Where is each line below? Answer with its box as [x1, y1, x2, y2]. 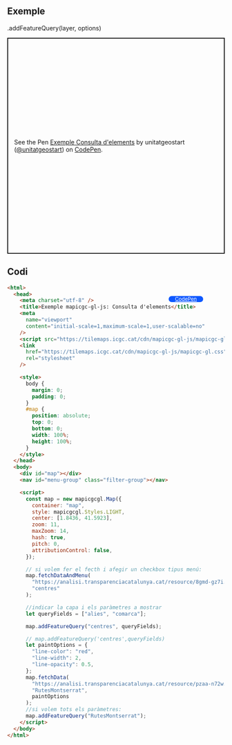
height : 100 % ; [32, 438, 72, 445]
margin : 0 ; [32, 386, 64, 393]
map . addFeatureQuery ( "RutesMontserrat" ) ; [25, 713, 147, 719]
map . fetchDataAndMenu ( [25, 572, 91, 579]
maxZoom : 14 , [32, 528, 70, 535]
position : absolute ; [32, 413, 91, 419]
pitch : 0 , [32, 540, 60, 547]
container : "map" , [32, 502, 85, 509]
